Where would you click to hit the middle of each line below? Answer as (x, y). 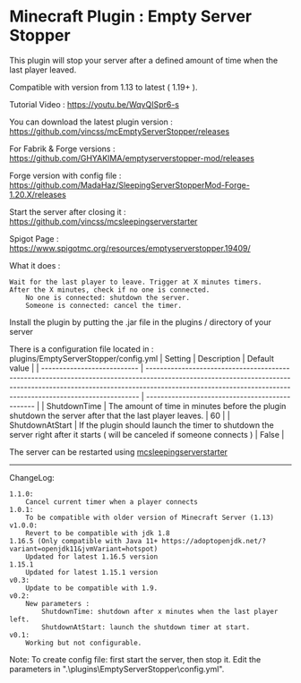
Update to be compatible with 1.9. (92, 588)
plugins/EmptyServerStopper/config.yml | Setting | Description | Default (142, 358)
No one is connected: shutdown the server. (108, 297)
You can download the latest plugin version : (91, 122)
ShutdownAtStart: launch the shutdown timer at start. (146, 627)
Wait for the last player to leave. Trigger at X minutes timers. (136, 282)
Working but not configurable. (84, 643)
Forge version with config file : (65, 175)
